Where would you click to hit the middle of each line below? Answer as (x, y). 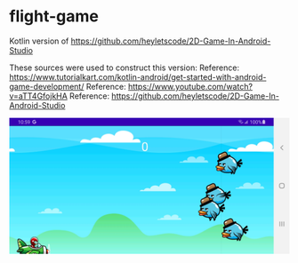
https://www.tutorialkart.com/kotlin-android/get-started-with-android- (138, 76)
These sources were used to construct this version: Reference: (125, 68)
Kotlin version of (39, 41)
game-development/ (47, 86)
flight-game (54, 16)
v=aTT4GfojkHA (39, 96)
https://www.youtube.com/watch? (190, 86)
